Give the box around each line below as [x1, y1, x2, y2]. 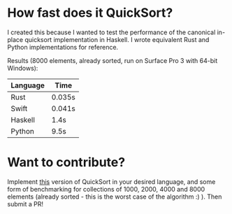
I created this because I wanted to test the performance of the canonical [7, 28, 216, 36]
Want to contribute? [7, 155, 126, 171]
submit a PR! [7, 199, 44, 208]
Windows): [7, 64, 38, 72]
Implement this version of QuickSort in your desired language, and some [7, 177, 216, 186]
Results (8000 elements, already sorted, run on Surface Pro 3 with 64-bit [7, 56, 218, 64]
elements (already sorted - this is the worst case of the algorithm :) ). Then [7, 192, 222, 201]
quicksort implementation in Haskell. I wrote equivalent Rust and [24, 35, 210, 43]
